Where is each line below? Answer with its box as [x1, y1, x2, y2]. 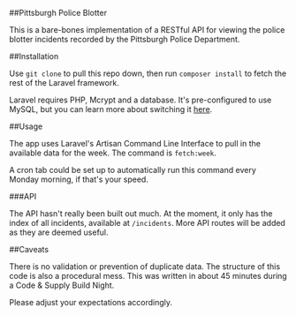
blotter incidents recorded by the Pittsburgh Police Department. [9, 34, 240, 44]
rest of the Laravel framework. [9, 78, 119, 87]
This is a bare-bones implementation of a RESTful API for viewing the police [9, 25, 285, 34]
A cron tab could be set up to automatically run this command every [9, 165, 256, 175]
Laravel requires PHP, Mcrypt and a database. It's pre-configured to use [9, 94, 272, 105]
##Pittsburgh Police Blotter [9, 8, 108, 18]
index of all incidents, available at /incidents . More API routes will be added [9, 218, 285, 228]
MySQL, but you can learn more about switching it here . [9, 104, 213, 114]
